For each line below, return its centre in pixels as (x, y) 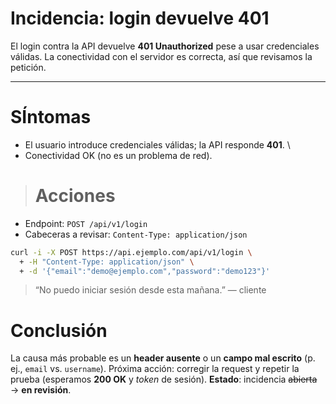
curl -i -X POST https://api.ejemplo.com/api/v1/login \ (131, 252)
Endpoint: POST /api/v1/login (86, 223)
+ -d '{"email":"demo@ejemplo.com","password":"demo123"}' (145, 271)
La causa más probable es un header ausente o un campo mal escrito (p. (163, 358)
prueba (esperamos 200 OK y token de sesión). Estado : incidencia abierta (164, 379)
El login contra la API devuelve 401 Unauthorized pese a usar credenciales (165, 46)
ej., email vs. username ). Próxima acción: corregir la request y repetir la (155, 369)
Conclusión (59, 330)
